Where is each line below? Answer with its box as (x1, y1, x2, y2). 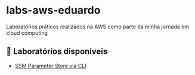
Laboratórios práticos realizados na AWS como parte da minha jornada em (6, 23, 190, 30)
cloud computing (6, 29, 48, 36)
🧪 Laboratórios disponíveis (6, 47, 108, 57)
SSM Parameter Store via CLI (14, 62, 86, 69)
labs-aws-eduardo (6, 4, 101, 17)
